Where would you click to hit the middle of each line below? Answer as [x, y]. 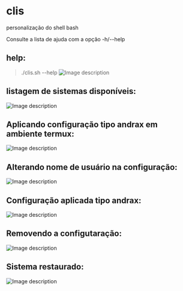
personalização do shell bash [43, 28]
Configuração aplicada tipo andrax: [74, 200]
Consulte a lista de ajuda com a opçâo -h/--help [66, 39]
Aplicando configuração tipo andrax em [82, 124]
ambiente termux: [40, 134]
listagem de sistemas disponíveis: [71, 91]
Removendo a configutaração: [64, 234]
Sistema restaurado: [45, 267]
